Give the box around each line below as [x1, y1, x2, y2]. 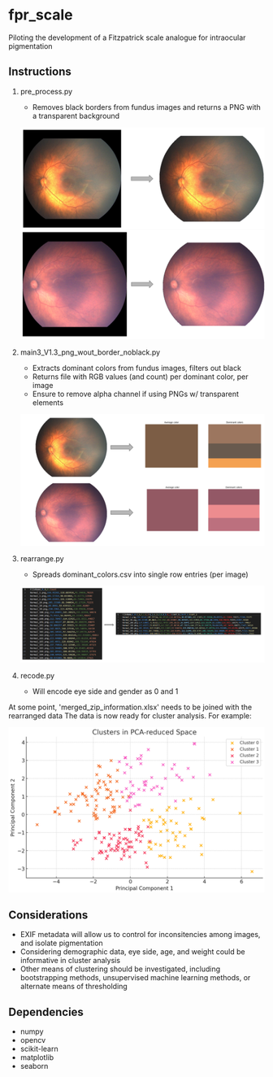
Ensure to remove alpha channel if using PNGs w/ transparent [32, 389, 240, 399]
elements [32, 398, 63, 408]
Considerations [8, 909, 89, 922]
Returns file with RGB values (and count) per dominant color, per [32, 372, 249, 382]
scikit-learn [19, 1044, 58, 1054]
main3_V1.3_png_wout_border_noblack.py [19, 347, 161, 357]
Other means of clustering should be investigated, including [19, 964, 221, 974]
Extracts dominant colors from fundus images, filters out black [32, 364, 242, 373]
